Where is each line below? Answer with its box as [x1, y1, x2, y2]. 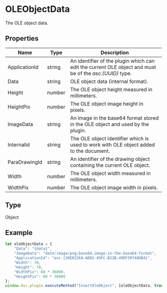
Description [100, 49, 129, 56]
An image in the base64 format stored [70, 114, 159, 121]
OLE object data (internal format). [70, 78, 148, 85]
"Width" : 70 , [14, 260, 41, 265]
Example [5, 228, 33, 237]
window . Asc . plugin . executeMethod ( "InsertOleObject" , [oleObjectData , [5, 283, 153, 289]
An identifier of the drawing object [70, 155, 150, 162]
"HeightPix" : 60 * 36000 [14, 274, 66, 279]
